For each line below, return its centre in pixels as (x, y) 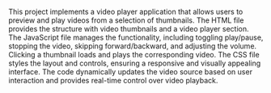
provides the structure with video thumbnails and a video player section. (129, 29)
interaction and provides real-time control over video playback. (113, 80)
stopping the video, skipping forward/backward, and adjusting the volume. (133, 46)
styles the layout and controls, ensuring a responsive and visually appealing (135, 63)
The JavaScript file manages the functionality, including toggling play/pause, (136, 37)
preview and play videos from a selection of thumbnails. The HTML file (126, 20)
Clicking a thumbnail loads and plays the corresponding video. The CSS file (134, 55)
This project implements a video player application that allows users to (126, 12)
